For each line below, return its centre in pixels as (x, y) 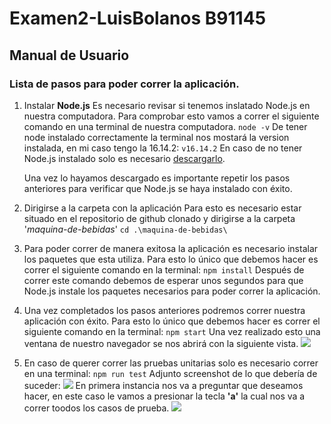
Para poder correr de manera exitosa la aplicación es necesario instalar (171, 248)
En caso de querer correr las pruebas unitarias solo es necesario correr (171, 363)
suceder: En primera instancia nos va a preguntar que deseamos (163, 385)
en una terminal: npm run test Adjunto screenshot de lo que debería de (170, 373)
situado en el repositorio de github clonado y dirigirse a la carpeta (159, 218)
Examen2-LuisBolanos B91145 (138, 18)
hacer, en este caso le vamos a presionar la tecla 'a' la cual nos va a (164, 396)
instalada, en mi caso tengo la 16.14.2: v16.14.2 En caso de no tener (163, 148)
